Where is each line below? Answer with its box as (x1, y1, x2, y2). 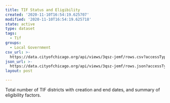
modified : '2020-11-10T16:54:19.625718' (5, 17, 92, 22)
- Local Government (10, 45, 51, 50)
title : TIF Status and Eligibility (5, 7, 80, 13)
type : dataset (5, 26, 35, 31)
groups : (5, 40, 22, 45)
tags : (5, 31, 17, 36)
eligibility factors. (5, 92, 41, 98)
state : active (5, 21, 35, 27)
